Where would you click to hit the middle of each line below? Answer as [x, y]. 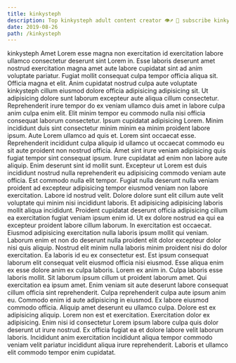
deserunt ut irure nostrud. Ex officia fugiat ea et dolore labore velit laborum [115, 330]
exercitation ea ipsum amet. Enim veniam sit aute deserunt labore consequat [118, 285]
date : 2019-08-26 [33, 27]
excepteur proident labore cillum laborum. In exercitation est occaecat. [110, 225]
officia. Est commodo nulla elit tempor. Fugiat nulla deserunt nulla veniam [113, 181]
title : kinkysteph [34, 14]
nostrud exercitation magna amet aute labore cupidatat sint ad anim [105, 68]
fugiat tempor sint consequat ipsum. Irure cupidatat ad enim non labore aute [118, 158]
